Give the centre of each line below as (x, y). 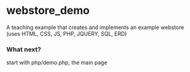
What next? (24, 49)
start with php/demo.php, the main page (57, 63)
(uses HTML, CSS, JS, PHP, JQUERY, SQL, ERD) (67, 33)
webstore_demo (48, 11)
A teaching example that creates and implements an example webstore (95, 27)
